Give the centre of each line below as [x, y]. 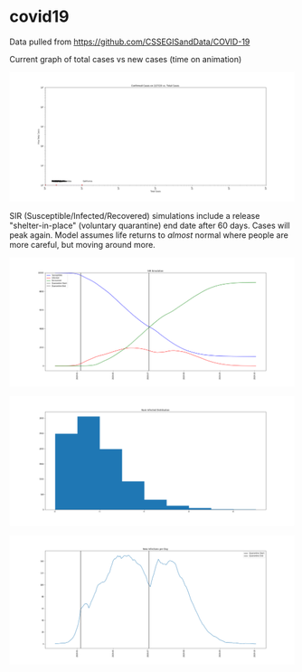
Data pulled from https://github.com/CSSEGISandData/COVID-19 [130, 42]
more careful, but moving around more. [82, 244]
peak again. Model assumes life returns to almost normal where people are [149, 235]
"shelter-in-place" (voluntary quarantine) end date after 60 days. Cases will [150, 225]
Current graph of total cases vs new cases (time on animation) [126, 59]
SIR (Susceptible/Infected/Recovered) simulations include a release [135, 215]
